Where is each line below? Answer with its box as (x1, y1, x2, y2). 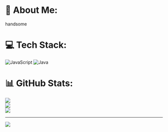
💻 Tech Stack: (5, 39, 67, 51)
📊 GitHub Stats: (5, 78, 73, 89)
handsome (5, 21, 27, 27)
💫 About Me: (5, 4, 58, 16)
